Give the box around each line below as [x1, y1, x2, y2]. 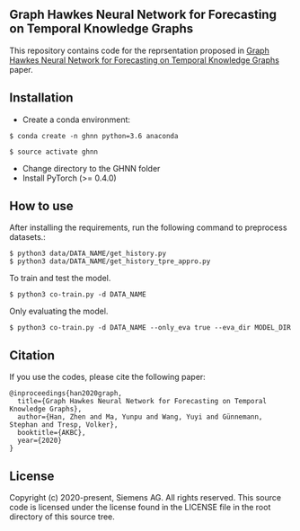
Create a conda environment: [22, 114, 131, 125]
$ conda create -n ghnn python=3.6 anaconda [9, 131, 179, 140]
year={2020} [17, 436, 63, 446]
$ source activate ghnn [9, 147, 99, 156]
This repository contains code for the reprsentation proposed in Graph [9, 45, 269, 56]
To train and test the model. [9, 273, 111, 284]
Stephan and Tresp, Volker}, [9, 420, 119, 429]
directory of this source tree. [9, 511, 115, 522]
